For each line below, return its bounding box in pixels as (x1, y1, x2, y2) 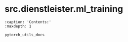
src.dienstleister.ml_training (4, 3, 124, 15)
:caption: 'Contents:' (4, 20, 51, 24)
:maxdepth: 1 (4, 23, 32, 29)
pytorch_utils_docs (4, 32, 45, 37)
